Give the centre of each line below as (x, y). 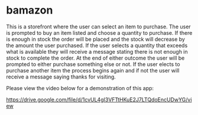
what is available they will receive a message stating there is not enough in (97, 51)
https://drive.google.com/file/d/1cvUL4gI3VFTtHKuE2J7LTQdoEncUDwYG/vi (99, 99)
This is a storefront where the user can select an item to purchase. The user (98, 27)
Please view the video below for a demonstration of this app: (80, 88)
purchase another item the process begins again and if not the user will (93, 70)
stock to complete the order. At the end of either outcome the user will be (95, 58)
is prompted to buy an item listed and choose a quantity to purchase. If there (99, 32)
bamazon (30, 10)
